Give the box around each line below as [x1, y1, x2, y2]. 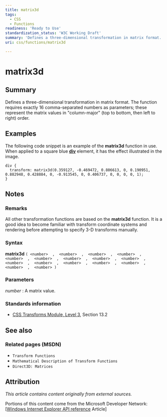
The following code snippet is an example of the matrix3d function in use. [5, 143, 158, 149]
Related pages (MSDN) [5, 341, 61, 348]
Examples [5, 130, 36, 138]
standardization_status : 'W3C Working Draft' [5, 31, 101, 36]
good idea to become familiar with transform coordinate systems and [5, 221, 147, 228]
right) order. [5, 115, 30, 121]
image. [5, 153, 19, 159]
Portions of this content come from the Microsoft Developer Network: [5, 400, 148, 406]
